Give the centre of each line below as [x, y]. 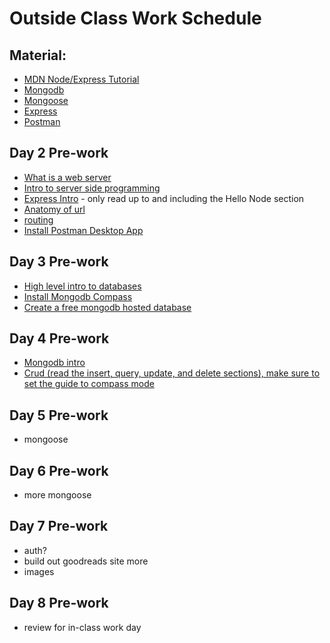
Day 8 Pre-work [59, 603]
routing [38, 219]
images [39, 571]
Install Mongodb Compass [78, 296]
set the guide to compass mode [89, 384]
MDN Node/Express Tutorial [81, 79]
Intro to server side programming [92, 188]
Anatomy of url [54, 209]
